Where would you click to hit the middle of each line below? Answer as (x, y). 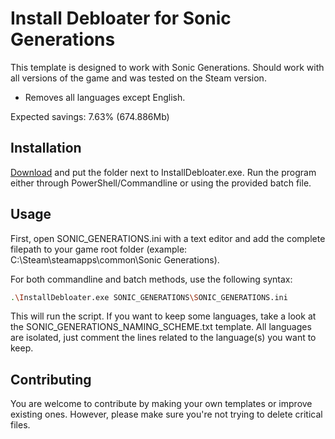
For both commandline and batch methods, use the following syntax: (151, 279)
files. (20, 425)
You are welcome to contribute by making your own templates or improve (161, 404)
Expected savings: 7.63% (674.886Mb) (90, 116)
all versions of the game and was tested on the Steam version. (138, 78)
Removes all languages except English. (105, 97)
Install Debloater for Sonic (121, 18)
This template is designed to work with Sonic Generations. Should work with (167, 67)
